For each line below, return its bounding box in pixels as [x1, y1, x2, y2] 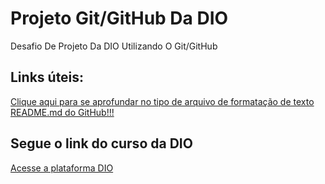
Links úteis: [10, 69, 85, 86]
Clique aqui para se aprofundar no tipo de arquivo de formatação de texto [10, 95, 315, 107]
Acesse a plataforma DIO [10, 162, 114, 174]
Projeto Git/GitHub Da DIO [10, 7, 229, 30]
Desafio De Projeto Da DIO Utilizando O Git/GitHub [10, 40, 218, 52]
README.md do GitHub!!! [10, 106, 115, 118]
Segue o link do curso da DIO [10, 135, 193, 152]
